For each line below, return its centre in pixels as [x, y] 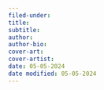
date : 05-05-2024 [37, 67]
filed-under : [30, 15]
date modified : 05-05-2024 [52, 74]
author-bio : [28, 45]
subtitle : [24, 30]
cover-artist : [32, 59]
